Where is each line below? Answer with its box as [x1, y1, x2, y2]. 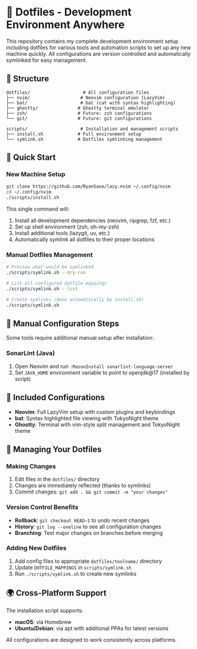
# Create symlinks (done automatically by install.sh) [6, 296, 144, 302]
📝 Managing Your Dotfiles [6, 444, 102, 454]
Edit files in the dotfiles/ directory [14, 476, 100, 483]
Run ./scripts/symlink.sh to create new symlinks [14, 570, 137, 577]
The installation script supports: [6, 607, 84, 614]
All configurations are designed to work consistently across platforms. [6, 636, 177, 643]
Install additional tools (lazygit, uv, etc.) [14, 230, 111, 237]
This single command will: [6, 205, 70, 213]
